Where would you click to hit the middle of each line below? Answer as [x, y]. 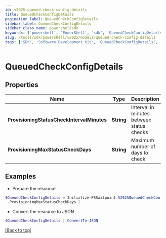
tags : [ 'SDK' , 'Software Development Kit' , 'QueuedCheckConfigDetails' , [82, 42]
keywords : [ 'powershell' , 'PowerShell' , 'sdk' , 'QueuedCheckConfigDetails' [85, 33]
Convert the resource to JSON [43, 212]
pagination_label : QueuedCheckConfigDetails [52, 19]
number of [143, 146]
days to [140, 153]
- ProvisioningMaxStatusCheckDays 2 [44, 202]
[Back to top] [18, 230]
